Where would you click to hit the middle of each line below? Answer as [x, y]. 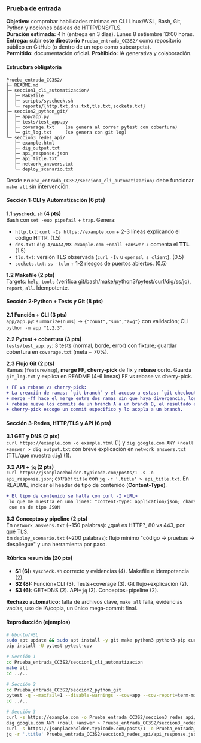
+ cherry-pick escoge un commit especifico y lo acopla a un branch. [95, 410]
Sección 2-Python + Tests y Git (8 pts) [55, 302]
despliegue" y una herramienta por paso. [57, 545]
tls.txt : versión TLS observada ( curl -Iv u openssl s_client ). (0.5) [99, 257]
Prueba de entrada [34, 8]
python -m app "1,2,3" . [35, 327]
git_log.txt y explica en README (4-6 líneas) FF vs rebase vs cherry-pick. [99, 376]
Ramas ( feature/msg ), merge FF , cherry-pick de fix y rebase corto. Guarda [99, 369]
